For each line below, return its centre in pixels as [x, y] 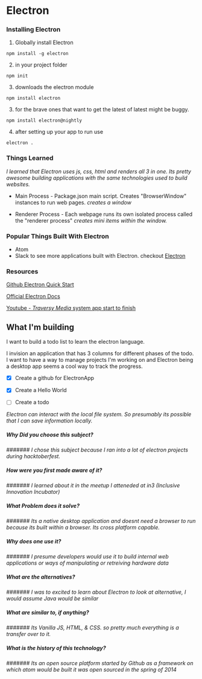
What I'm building [40, 327]
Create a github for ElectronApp [55, 378]
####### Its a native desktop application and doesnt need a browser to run [101, 521]
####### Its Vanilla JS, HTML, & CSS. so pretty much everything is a [93, 628]
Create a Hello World [41, 390]
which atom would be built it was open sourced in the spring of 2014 [91, 670]
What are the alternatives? [41, 577]
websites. [18, 184]
